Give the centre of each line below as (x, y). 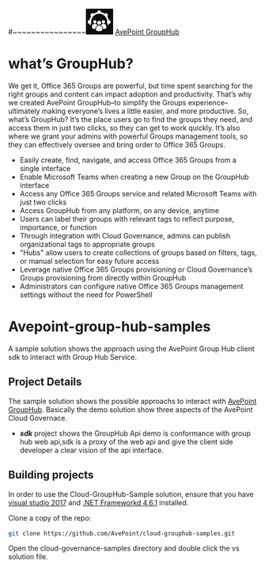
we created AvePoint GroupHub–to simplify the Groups (97, 102)
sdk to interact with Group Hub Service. (72, 356)
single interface (45, 168)
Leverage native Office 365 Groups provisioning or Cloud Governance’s (136, 269)
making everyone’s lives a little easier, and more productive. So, (145, 111)
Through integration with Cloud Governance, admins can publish (125, 235)
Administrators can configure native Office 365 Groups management (131, 286)
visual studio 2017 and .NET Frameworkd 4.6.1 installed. (98, 502)
